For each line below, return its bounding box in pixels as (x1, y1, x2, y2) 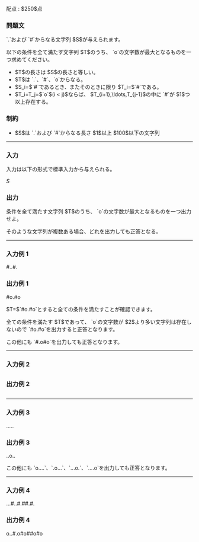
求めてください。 (11, 56, 53, 63)
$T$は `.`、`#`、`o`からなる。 (14, 76, 86, 83)
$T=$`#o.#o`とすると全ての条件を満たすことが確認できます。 (6, 305, 156, 313)
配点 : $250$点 (6, 5, 43, 12)
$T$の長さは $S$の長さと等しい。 (14, 69, 99, 76)
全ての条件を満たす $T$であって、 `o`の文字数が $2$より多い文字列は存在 (6, 318, 187, 325)
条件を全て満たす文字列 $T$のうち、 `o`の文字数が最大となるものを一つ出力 (6, 208, 191, 215)
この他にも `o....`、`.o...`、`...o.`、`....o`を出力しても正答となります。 (6, 464, 171, 471)
